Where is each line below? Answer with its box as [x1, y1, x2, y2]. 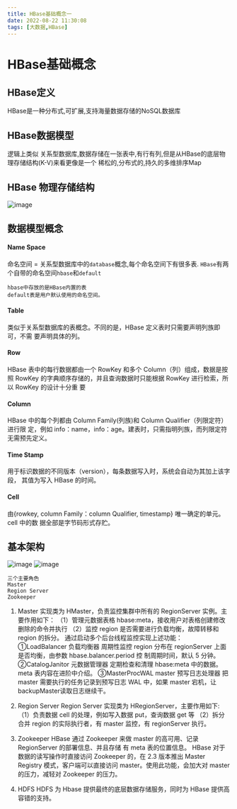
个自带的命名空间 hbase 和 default [7, 268, 101, 277]
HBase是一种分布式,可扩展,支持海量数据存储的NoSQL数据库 [7, 107, 181, 115]
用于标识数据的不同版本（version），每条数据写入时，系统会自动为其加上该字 [7, 467, 231, 475]
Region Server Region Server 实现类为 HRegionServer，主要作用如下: [17, 702, 220, 711]
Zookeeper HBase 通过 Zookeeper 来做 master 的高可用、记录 [17, 735, 200, 743]
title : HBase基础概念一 [7, 10, 72, 18]
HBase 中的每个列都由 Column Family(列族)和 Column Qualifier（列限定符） [7, 416, 228, 425]
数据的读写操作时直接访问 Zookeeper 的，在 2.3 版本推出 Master [17, 752, 206, 761]
